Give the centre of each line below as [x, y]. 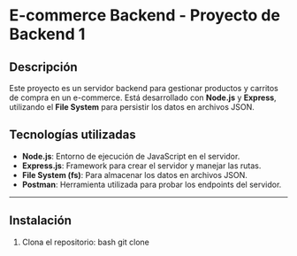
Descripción [43, 67]
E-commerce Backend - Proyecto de [145, 16]
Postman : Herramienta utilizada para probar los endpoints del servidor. [152, 184]
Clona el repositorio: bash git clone [86, 242]
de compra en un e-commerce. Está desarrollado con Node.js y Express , [143, 97]
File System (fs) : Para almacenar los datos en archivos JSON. [134, 175]
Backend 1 [47, 34]
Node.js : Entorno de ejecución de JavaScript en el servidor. [131, 156]
